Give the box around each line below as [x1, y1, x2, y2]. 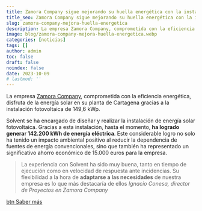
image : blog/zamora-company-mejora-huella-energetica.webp [6, 31, 158, 37]
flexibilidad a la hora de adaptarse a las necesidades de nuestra [20, 174, 182, 181]
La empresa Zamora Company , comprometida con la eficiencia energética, [6, 93, 191, 100]
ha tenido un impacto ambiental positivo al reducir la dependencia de [6, 136, 177, 143]
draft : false [6, 59, 39, 65]
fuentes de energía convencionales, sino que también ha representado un [6, 143, 189, 150]
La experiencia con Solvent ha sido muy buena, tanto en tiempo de [20, 161, 187, 168]
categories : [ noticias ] [6, 37, 66, 43]
